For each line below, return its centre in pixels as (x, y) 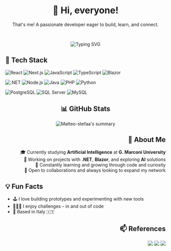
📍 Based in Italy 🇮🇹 (34, 212)
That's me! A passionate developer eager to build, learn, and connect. (85, 24)
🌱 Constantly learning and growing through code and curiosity (101, 165)
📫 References (142, 229)
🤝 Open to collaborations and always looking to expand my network (95, 171)
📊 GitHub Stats (85, 109)
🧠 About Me (147, 140)
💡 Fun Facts (24, 186)
